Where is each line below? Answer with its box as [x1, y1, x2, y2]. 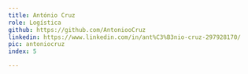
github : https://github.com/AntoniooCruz [8, 26, 146, 33]
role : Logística [8, 19, 61, 26]
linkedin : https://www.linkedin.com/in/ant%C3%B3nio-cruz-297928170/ [8, 33, 242, 41]
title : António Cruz [8, 11, 76, 19]
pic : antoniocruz [8, 41, 65, 48]
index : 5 [8, 48, 37, 55]
